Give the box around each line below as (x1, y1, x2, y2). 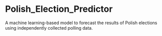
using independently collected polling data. (5, 25, 93, 31)
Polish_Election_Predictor (5, 3, 113, 15)
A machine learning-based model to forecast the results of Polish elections (5, 20, 158, 26)
